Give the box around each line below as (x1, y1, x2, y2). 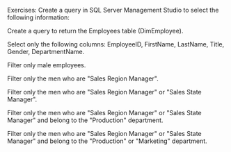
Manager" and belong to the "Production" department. (7, 116, 164, 124)
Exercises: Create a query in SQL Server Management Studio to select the (7, 6, 219, 14)
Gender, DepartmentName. (7, 48, 85, 56)
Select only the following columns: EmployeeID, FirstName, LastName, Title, (7, 40, 225, 48)
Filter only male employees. (7, 61, 86, 69)
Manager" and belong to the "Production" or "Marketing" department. (7, 137, 207, 145)
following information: (7, 13, 70, 22)
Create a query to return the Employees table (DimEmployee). (7, 27, 184, 35)
